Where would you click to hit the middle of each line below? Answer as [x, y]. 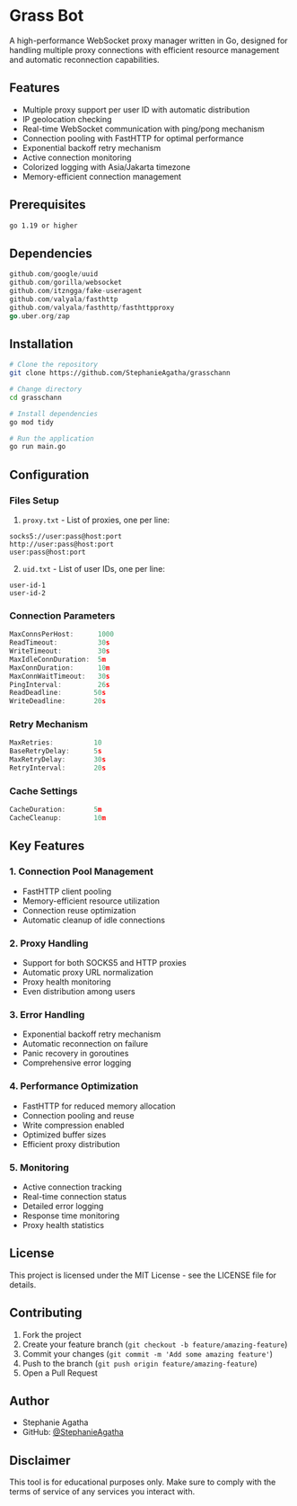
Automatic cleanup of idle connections [94, 920]
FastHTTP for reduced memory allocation [99, 1106]
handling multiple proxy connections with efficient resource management [144, 49]
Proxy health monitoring [66, 982]
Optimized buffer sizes [64, 1135]
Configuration [49, 474]
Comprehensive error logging [77, 1063]
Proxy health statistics [63, 1225]
